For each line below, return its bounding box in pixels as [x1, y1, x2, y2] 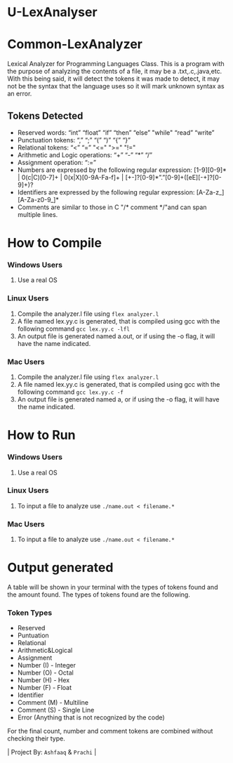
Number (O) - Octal [17, 668, 74, 677]
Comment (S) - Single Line [17, 706, 95, 715]
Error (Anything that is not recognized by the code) [17, 713, 165, 722]
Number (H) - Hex [17, 676, 70, 684]
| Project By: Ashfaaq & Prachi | [7, 748, 97, 757]
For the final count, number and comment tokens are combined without [7, 727, 213, 736]
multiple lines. [17, 210, 58, 218]
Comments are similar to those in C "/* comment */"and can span [17, 203, 207, 211]
